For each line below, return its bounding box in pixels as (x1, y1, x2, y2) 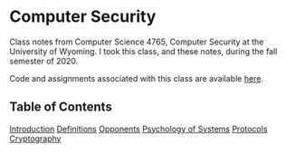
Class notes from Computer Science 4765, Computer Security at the (9, 36, 264, 47)
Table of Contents (9, 100, 113, 115)
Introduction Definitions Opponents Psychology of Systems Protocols (9, 123, 268, 134)
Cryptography (9, 133, 62, 144)
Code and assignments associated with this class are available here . (9, 72, 264, 83)
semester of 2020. (9, 55, 79, 66)
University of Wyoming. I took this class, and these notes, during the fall (9, 45, 278, 56)
